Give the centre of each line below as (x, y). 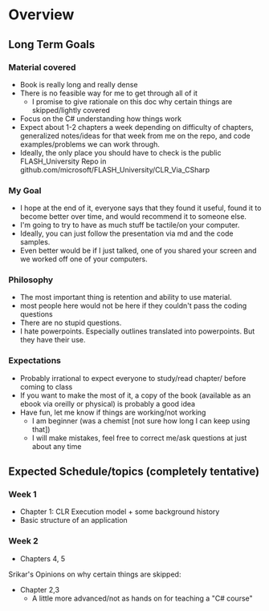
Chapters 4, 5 (43, 558)
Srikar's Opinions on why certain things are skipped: (95, 574)
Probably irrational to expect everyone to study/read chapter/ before (133, 378)
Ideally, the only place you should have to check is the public (120, 152)
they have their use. (53, 340)
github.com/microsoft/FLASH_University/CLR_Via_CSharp (115, 169)
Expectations (35, 361)
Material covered (42, 67)
